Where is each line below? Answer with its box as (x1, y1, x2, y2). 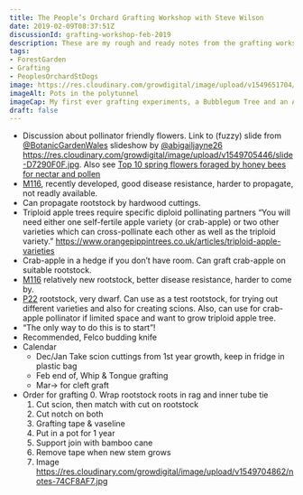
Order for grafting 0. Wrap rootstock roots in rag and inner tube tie (22, 389, 269, 400)
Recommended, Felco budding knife (22, 332, 158, 343)
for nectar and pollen (22, 169, 101, 180)
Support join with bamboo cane (35, 437, 153, 448)
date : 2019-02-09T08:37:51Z (9, 22, 115, 31)
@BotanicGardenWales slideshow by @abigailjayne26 (22, 140, 223, 151)
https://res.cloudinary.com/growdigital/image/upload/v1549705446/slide (22, 150, 293, 161)
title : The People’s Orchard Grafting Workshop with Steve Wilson (9, 13, 264, 23)
